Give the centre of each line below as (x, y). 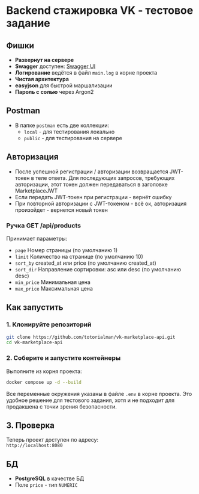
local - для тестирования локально (69, 131)
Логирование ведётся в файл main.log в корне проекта (86, 73)
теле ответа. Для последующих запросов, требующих (105, 178)
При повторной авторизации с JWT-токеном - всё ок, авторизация (101, 203)
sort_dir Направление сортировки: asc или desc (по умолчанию (98, 269)
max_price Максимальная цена (54, 288)
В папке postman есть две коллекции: (62, 125)
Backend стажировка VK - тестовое (100, 11)
